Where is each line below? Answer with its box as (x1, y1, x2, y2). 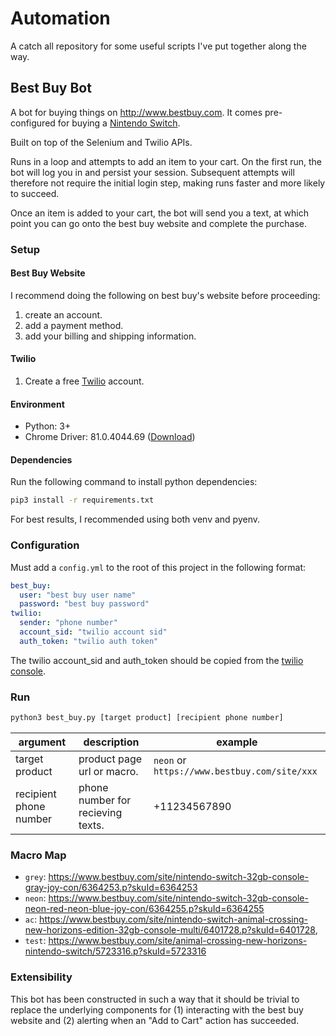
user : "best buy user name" (19, 590, 137, 600)
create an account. (24, 308, 103, 321)
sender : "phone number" (19, 618, 118, 628)
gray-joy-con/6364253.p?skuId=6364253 (24, 882, 198, 894)
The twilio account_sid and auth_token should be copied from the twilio (10, 654, 304, 666)
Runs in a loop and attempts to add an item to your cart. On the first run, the (10, 155, 322, 167)
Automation (10, 7, 111, 30)
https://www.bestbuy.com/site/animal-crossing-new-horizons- (48, 935, 308, 947)
